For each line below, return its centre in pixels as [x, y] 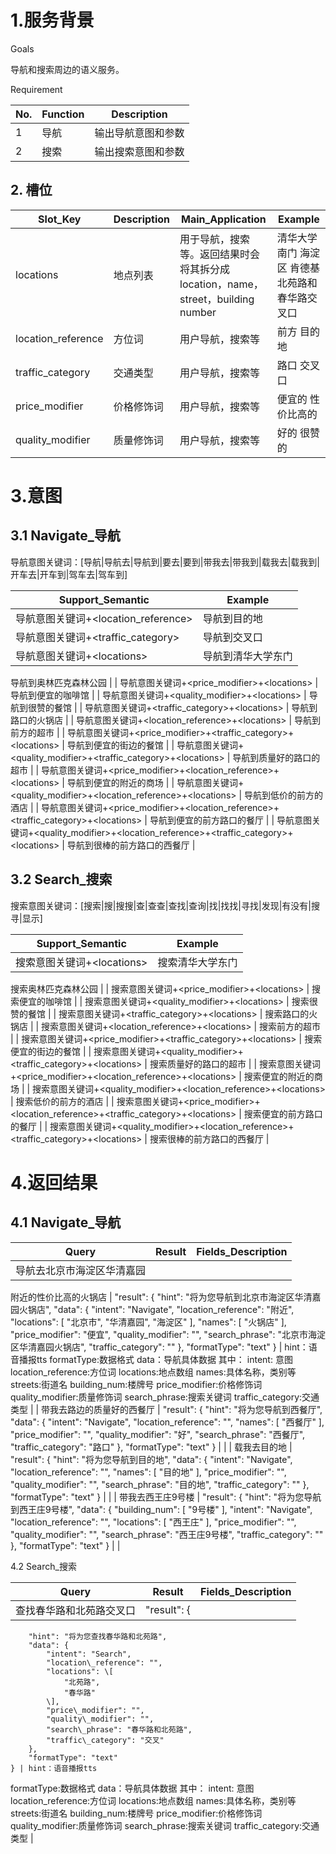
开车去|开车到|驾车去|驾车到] [69, 574]
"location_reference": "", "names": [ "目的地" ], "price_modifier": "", [148, 1472]
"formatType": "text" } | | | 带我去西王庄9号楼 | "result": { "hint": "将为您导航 [166, 1497]
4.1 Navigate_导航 [66, 1222]
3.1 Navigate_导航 [65, 536]
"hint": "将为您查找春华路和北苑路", [98, 1636]
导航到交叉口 [232, 637]
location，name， [221, 284]
